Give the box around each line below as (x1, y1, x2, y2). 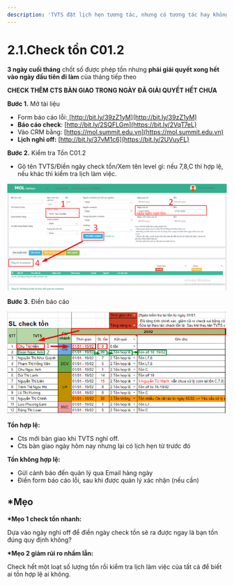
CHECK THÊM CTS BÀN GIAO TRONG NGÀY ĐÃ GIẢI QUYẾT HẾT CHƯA (7, 86, 217, 94)
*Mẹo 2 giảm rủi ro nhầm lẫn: (7, 549, 94, 557)
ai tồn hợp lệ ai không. (7, 570, 71, 578)
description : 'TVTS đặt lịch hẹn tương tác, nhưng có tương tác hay (7, 11, 210, 18)
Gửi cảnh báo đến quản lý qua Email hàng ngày (17, 468, 153, 476)
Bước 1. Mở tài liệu (7, 99, 61, 108)
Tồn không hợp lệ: (7, 455, 61, 463)
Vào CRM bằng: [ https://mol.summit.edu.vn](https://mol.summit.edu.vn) (17, 127, 224, 136)
